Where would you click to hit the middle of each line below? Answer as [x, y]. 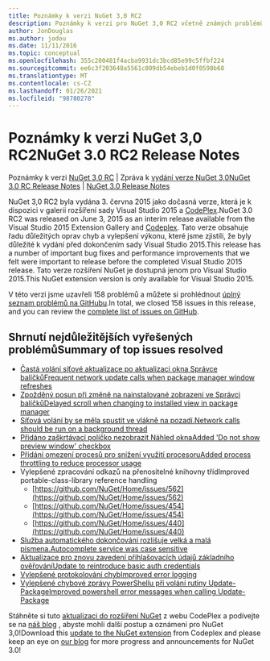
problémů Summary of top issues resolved [116, 349]
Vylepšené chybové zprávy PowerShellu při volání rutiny [113, 583]
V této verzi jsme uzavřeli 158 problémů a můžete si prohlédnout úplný [125, 294]
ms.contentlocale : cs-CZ [50, 83]
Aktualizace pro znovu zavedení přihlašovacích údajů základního [127, 557]
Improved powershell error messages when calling [133, 592]
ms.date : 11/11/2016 [43, 46]
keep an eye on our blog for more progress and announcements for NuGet [131, 641]
